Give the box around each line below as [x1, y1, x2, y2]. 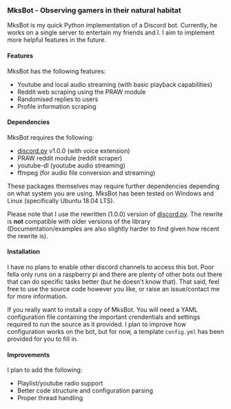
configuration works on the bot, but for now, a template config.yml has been [7, 327, 224, 335]
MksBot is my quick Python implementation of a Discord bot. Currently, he [7, 21, 218, 30]
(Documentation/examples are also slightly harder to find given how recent [7, 224, 219, 233]
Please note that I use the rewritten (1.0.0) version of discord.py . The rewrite [7, 209, 223, 218]
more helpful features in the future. [7, 36, 107, 44]
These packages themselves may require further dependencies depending [7, 182, 220, 190]
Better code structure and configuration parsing [17, 386, 154, 395]
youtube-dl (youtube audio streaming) [17, 161, 126, 169]
